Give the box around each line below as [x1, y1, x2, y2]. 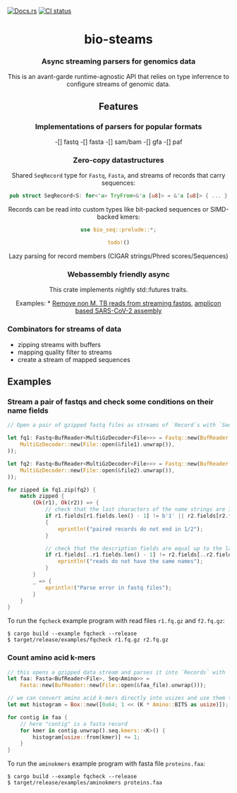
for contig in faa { [7, 713, 68, 721]
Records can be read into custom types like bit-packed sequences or [8, 205, 209, 214]
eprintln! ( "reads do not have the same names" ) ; [57, 558, 203, 565]
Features [98, 100, 139, 112]
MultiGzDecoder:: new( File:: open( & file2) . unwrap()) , [20, 466, 175, 474]
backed [97, 212, 119, 222]
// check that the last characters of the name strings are [44, 506, 226, 513]
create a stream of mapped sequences [17, 355, 130, 363]
